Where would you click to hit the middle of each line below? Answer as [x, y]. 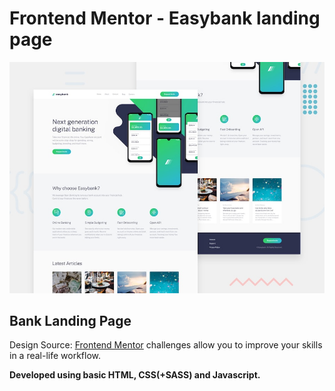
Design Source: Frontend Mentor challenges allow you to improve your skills [166, 345]
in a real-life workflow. [55, 356]
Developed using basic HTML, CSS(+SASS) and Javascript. [135, 375]
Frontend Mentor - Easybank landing [165, 18]
